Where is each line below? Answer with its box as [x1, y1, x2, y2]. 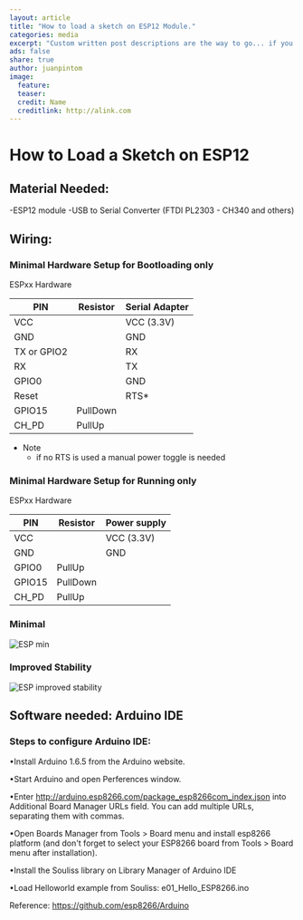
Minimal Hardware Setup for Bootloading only [9, 258, 214, 271]
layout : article [9, 13, 71, 23]
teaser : [17, 89, 47, 98]
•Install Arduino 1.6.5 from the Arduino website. [9, 756, 185, 767]
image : [9, 73, 34, 82]
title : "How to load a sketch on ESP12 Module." [9, 22, 196, 31]
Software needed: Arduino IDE [9, 708, 184, 723]
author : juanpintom [9, 64, 83, 73]
